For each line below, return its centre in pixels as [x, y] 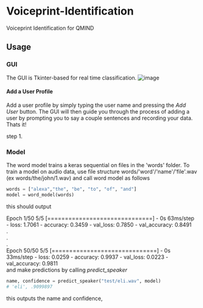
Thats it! [16, 124]
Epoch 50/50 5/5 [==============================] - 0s [88, 250]
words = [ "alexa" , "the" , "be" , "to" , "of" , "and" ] [72, 190]
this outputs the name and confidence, [55, 298]
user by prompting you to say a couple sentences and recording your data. [99, 118]
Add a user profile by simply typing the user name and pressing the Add [96, 105]
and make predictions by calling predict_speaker [67, 270]
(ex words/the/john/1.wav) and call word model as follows [78, 178]
